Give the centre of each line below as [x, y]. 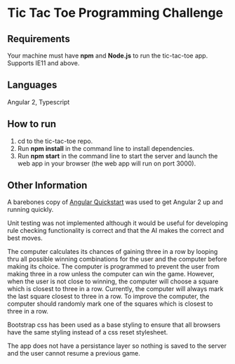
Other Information [47, 186]
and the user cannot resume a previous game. [74, 353]
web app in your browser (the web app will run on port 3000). [107, 163]
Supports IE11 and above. [43, 63]
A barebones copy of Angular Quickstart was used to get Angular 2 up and [115, 202]
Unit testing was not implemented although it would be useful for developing [117, 223]
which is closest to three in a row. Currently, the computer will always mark [115, 289]
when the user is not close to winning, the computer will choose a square [113, 281]
